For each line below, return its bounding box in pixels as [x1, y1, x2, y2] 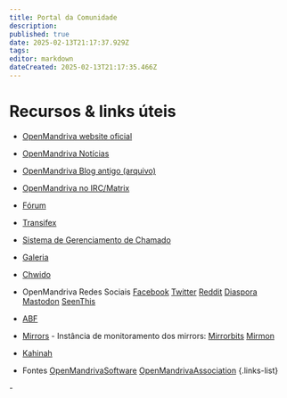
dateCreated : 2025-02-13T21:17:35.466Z [9, 63, 158, 72]
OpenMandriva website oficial [21, 130, 133, 141]
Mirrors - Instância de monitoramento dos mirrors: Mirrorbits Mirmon [21, 330, 275, 341]
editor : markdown [9, 54, 74, 63]
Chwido [21, 269, 52, 279]
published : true [9, 29, 70, 38]
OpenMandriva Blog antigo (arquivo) [21, 165, 156, 176]
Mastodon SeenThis [21, 295, 96, 306]
